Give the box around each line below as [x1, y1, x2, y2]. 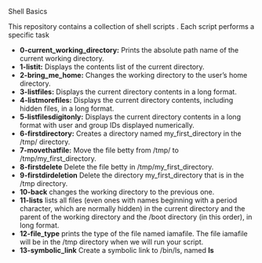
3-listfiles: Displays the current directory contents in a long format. [19, 87, 237, 97]
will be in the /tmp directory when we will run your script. [19, 237, 204, 247]
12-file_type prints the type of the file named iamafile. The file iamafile [19, 229, 249, 238]
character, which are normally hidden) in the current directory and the [19, 204, 246, 213]
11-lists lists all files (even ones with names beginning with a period [19, 195, 238, 205]
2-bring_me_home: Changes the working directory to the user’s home [19, 71, 248, 79]
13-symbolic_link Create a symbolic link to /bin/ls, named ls [19, 246, 214, 254]
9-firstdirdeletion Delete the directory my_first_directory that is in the [19, 170, 245, 180]
